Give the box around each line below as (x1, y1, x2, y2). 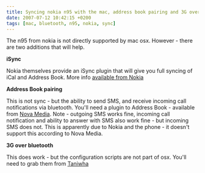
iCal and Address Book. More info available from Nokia (6, 74, 144, 81)
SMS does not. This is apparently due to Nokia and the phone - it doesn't (6, 123, 190, 131)
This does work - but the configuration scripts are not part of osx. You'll (6, 153, 187, 161)
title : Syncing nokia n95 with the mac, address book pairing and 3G (6, 9, 187, 15)
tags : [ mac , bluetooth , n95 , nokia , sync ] (6, 20, 116, 26)
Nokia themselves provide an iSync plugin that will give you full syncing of (6, 67, 193, 75)
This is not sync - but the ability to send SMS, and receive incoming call (6, 97, 187, 105)
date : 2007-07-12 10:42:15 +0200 (6, 15, 92, 21)
